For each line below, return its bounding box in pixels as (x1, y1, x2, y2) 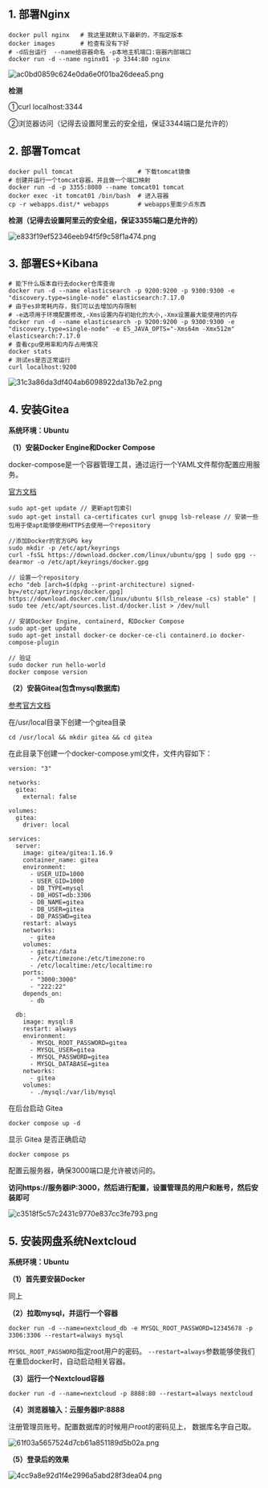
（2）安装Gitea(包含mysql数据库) (8, 683, 120, 693)
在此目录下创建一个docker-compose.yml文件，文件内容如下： (8, 748, 213, 758)
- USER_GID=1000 (29, 877, 84, 886)
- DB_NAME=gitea (29, 899, 84, 907)
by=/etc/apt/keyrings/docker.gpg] (8, 588, 124, 596)
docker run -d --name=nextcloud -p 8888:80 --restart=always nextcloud (8, 1390, 253, 1398)
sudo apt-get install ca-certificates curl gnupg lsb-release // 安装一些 (8, 513, 259, 521)
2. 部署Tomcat (8, 144, 81, 158)
